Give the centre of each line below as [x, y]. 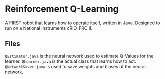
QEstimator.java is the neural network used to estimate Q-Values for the [79, 56]
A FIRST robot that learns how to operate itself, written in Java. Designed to [83, 23]
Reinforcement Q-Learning [62, 9]
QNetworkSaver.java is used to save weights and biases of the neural [75, 66]
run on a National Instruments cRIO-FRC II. [49, 28]
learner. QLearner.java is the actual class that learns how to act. [71, 61]
